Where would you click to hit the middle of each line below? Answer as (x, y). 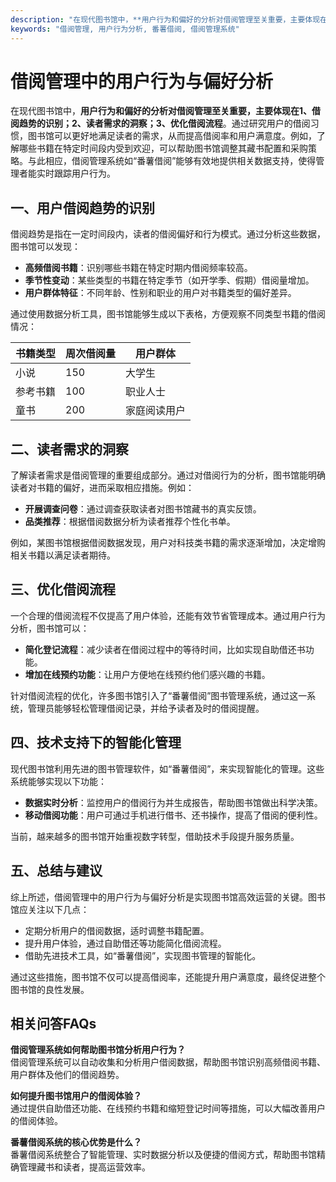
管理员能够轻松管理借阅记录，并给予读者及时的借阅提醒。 (146, 708)
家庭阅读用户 (156, 411)
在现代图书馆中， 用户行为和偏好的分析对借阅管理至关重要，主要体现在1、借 (166, 111)
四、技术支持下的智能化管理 (96, 742)
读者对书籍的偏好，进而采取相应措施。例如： (102, 488)
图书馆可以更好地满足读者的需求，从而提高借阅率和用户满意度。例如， (172, 136)
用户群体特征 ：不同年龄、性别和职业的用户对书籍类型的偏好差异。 (160, 293)
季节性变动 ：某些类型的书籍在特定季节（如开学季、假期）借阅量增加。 (169, 280)
